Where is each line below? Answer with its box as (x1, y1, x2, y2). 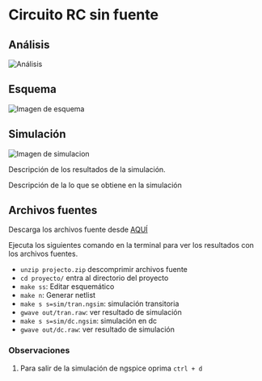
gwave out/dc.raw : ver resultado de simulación (19, 324, 175, 334)
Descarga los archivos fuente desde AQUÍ (8, 224, 148, 235)
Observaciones (8, 345, 70, 356)
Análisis (8, 38, 50, 52)
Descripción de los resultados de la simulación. (8, 164, 166, 174)
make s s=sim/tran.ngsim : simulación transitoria (19, 299, 180, 308)
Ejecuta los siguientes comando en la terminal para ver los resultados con (8, 241, 255, 250)
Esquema (8, 82, 57, 96)
